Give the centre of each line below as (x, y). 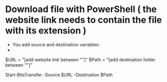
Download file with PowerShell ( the (81, 9)
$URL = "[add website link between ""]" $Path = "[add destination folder (80, 59)
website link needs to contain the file (83, 20)
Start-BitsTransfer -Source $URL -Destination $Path (59, 74)
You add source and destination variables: (56, 44)
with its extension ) (46, 31)
